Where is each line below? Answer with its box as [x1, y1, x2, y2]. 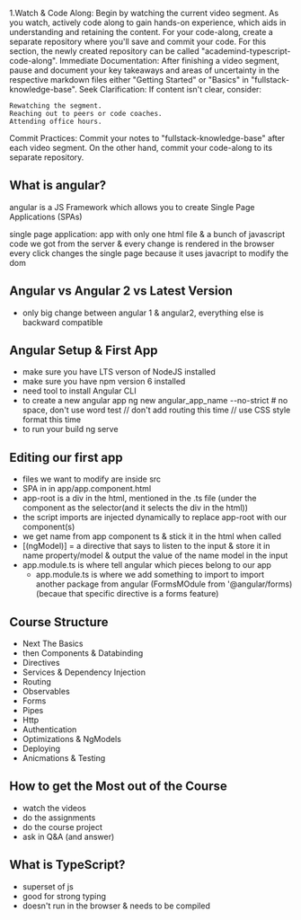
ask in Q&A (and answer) [22, 831, 115, 842]
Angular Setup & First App [9, 343, 158, 358]
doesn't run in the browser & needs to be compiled [22, 900, 211, 911]
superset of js [22, 880, 74, 892]
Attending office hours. [9, 117, 102, 126]
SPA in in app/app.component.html [22, 483, 152, 494]
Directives [22, 658, 60, 668]
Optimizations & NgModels [22, 734, 121, 745]
